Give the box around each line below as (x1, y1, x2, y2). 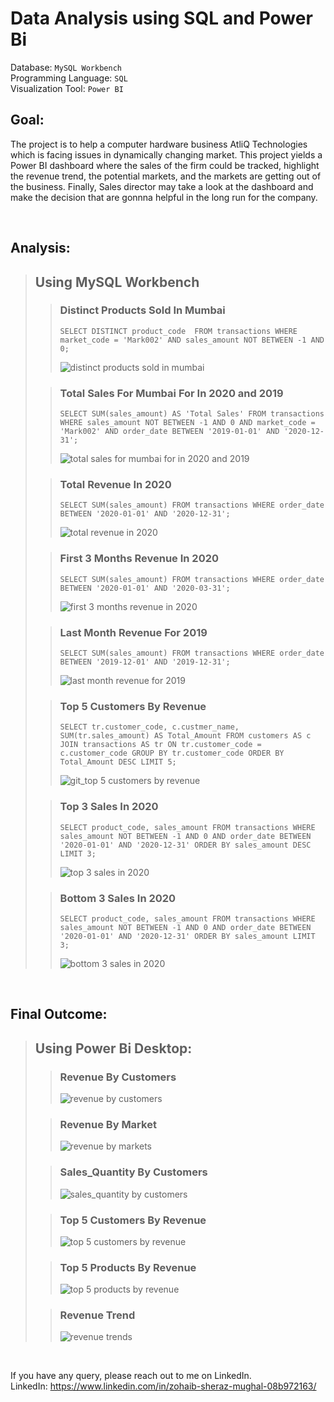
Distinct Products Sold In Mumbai (59, 303, 226, 317)
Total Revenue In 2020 (59, 478, 172, 492)
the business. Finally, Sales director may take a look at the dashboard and (10, 180, 314, 192)
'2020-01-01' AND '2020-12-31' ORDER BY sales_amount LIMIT (59, 931, 316, 941)
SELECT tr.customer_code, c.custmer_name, (59, 722, 240, 732)
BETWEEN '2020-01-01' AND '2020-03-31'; (59, 583, 231, 593)
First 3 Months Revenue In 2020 (59, 552, 220, 566)
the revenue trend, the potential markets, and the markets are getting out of (10, 170, 322, 182)
